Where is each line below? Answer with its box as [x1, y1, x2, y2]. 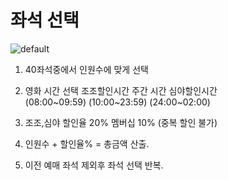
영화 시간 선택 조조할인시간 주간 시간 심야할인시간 [24, 84, 218, 96]
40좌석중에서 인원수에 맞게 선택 [24, 63, 149, 75]
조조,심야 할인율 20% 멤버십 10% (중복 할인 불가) [24, 116, 218, 128]
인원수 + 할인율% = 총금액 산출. [24, 137, 150, 150]
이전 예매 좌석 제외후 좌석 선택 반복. [24, 159, 164, 171]
